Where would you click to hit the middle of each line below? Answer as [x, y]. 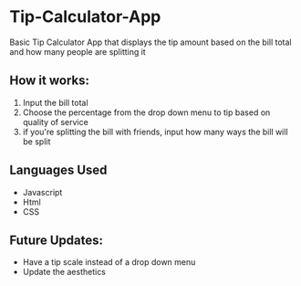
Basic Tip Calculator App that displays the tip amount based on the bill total [150, 42]
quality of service [55, 122]
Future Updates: [56, 240]
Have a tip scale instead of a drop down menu [109, 262]
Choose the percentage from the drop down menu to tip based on [146, 112]
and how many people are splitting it [78, 51]
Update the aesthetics [64, 272]
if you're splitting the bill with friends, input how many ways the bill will [156, 132]
